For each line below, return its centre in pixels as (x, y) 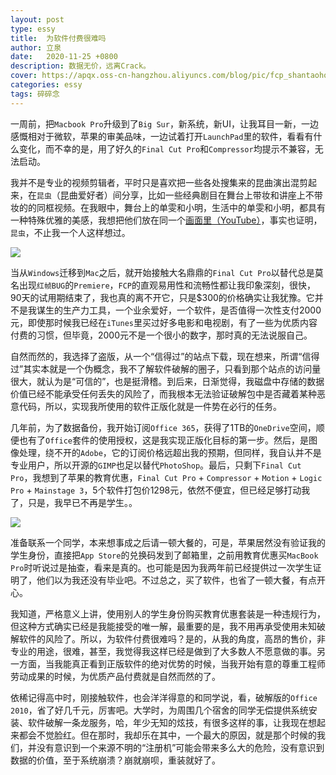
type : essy (33, 29)
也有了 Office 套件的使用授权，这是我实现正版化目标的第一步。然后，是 (163, 440)
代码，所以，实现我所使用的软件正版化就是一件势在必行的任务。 (150, 406)
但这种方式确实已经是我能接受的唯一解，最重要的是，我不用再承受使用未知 (163, 626)
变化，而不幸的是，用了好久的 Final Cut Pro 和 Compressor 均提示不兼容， (166, 148)
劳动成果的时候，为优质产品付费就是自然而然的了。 (115, 676)
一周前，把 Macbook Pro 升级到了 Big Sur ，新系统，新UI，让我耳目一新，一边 (165, 123)
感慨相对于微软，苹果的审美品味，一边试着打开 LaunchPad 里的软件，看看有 (162, 136)
